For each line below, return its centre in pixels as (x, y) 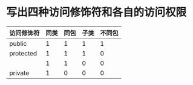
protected (23, 53)
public (18, 43)
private (19, 73)
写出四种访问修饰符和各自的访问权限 (97, 12)
